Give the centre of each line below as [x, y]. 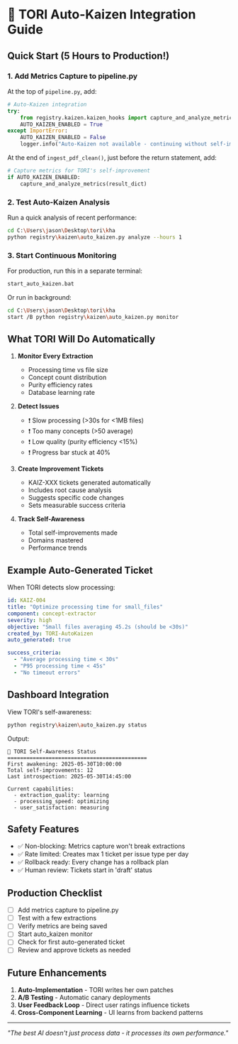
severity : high [30, 620]
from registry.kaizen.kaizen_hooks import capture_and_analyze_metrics [128, 118]
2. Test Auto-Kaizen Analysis [59, 202]
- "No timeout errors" [47, 673]
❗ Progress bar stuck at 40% [69, 452]
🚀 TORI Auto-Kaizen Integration [102, 15]
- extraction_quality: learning [62, 795]
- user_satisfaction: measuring [62, 808]
